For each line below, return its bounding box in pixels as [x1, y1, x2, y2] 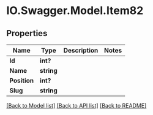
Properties [6, 28, 48, 39]
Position [9, 76, 34, 84]
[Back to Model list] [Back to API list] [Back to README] [6, 102, 147, 109]
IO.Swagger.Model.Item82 [6, 4, 144, 18]
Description [63, 46, 99, 54]
